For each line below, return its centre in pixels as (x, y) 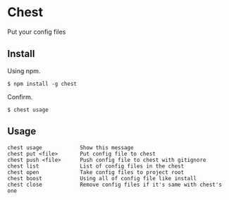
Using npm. (24, 70)
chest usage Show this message (70, 148)
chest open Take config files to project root (96, 172)
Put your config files (37, 32)
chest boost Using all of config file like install (102, 178)
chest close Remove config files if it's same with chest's (114, 185)
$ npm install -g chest (42, 84)
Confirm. (20, 96)
